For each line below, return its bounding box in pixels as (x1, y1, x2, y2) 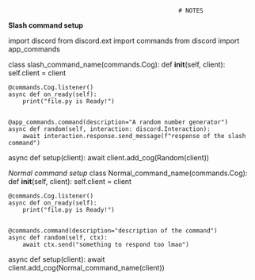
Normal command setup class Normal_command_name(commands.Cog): (8, 168, 248, 178)
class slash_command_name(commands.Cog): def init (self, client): (8, 59, 226, 69)
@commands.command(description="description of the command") (8, 227, 218, 235)
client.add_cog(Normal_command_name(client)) (8, 263, 165, 272)
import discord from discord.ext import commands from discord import (8, 36, 240, 45)
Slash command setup (8, 21, 84, 30)
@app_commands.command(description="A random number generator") (8, 118, 228, 126)
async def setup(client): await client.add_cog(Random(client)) (8, 153, 210, 162)
